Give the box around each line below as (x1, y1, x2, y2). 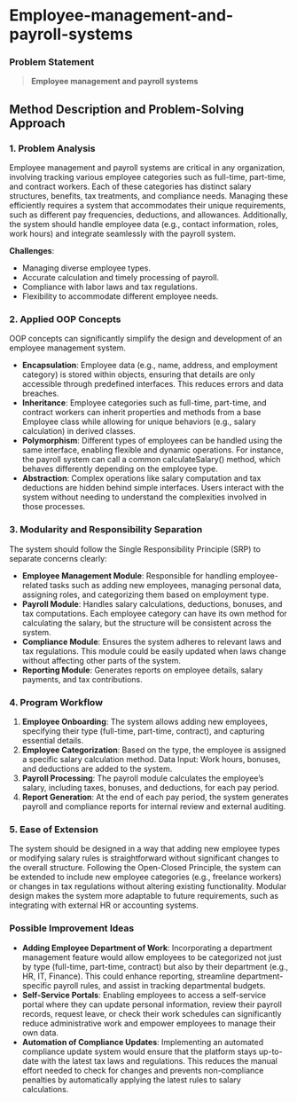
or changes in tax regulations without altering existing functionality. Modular (9, 881, 287, 892)
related (21, 579, 49, 590)
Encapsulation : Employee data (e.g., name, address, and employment (21, 360, 278, 371)
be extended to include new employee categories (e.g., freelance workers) (9, 871, 282, 883)
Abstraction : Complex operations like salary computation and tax (21, 473, 262, 484)
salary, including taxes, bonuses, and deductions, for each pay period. (21, 783, 279, 793)
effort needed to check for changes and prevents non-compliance (21, 1065, 264, 1075)
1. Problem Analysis (9, 142, 96, 154)
